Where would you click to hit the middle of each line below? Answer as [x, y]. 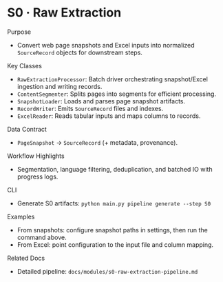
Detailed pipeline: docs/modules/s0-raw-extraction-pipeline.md [107, 271]
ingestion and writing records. [60, 86]
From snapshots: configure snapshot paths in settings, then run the [112, 230]
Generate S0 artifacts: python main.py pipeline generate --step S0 [114, 203]
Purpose [19, 32]
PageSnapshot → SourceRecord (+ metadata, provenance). [97, 142]
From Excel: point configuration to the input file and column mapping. [115, 244]
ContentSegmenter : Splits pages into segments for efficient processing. [117, 94]
